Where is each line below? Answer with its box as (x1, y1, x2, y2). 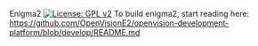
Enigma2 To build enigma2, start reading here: (9, 9, 250, 19)
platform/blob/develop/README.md (9, 27, 141, 37)
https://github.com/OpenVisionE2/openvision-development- (9, 18, 230, 28)
